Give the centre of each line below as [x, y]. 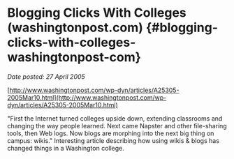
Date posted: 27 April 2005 [46, 76]
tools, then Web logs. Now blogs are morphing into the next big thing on [111, 133]
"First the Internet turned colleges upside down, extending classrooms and [115, 118]
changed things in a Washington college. [66, 148]
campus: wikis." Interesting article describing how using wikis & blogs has [114, 140]
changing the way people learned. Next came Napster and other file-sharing [117, 126]
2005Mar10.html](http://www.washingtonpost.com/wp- [87, 97]
